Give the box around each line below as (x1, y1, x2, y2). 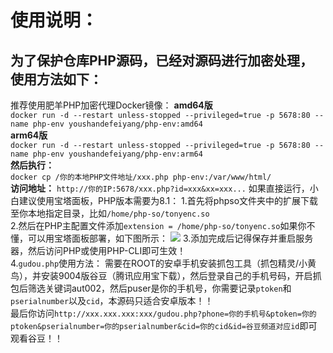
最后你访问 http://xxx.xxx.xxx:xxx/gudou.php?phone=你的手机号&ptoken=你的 (10, 307, 317, 319)
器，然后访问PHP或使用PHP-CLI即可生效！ (10, 245, 187, 256)
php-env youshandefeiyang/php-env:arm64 (32, 149, 203, 159)
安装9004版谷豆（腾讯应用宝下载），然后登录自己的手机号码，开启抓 (40, 270, 322, 281)
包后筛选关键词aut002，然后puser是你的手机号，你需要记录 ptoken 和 (10, 282, 292, 294)
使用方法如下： (10, 71, 103, 88)
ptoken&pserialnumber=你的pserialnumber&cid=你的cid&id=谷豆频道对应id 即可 (10, 320, 318, 331)
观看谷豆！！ (10, 332, 63, 344)
